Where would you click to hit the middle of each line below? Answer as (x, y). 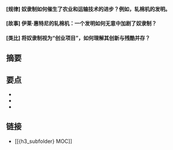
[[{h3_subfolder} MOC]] (43, 141)
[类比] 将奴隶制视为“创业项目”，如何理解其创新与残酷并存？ (78, 37)
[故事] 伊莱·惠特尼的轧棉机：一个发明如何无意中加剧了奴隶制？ (82, 23)
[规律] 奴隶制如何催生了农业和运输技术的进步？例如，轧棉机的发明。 (88, 9)
